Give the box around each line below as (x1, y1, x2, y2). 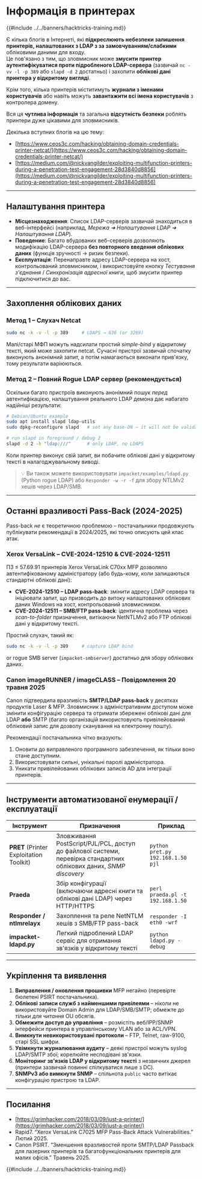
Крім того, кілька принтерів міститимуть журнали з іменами (6, 86, 164, 93)
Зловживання (56, 832, 96, 841)
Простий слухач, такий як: (6, 632, 74, 639)
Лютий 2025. (14, 1134, 49, 1142)
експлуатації (6, 804, 58, 814)
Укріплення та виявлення (6, 971, 107, 981)
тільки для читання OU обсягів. (14, 1012, 96, 1019)
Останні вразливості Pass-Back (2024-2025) (6, 506, 183, 516)
